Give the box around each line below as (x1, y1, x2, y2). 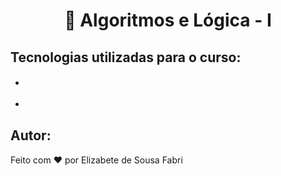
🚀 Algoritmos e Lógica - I (64, 9, 272, 32)
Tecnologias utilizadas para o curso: (10, 49, 242, 66)
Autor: (10, 127, 52, 144)
